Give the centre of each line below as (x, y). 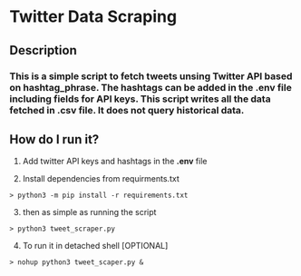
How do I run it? (54, 139)
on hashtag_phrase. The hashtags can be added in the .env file (150, 87)
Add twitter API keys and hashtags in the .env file (115, 162)
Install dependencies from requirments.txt (101, 179)
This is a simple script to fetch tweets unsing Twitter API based (151, 76)
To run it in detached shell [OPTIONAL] (95, 246)
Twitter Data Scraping (93, 17)
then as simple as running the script (89, 212)
